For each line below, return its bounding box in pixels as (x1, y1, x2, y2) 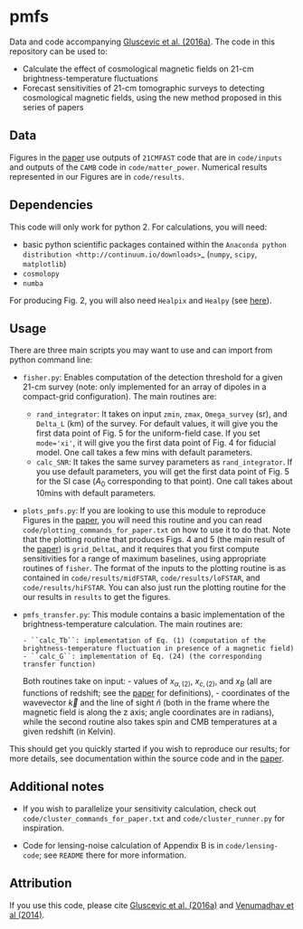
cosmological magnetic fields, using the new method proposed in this (22, 92, 282, 103)
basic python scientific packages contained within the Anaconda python (22, 239, 287, 249)
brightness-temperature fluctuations (22, 72, 158, 83)
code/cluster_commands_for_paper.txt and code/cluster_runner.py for (22, 812, 285, 823)
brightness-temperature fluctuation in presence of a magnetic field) (22, 644, 295, 653)
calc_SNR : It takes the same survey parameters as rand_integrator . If (35, 456, 293, 467)
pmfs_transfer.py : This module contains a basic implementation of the (22, 609, 285, 620)
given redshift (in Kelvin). (22, 726, 116, 737)
